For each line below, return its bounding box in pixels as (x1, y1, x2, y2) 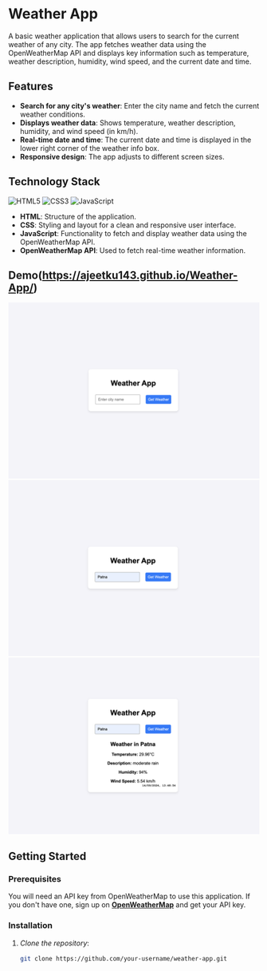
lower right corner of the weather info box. (19, 143, 159, 152)
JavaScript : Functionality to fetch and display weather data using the (19, 228, 247, 238)
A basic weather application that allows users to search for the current (8, 31, 239, 41)
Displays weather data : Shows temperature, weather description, (19, 117, 237, 128)
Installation (8, 920, 53, 931)
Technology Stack (8, 175, 100, 188)
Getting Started (8, 849, 87, 862)
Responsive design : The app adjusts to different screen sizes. (19, 152, 225, 161)
